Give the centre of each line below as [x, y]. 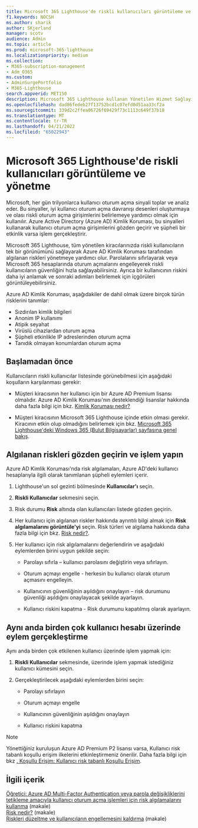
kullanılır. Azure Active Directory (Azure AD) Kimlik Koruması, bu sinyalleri [95, 221]
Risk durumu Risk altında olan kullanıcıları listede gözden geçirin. [93, 509]
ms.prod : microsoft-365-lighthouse [50, 50]
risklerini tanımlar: [28, 300]
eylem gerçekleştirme [47, 637]
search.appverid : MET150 [37, 94]
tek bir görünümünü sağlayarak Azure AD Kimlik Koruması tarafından [89, 251]
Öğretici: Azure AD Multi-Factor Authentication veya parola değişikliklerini [95, 794]
